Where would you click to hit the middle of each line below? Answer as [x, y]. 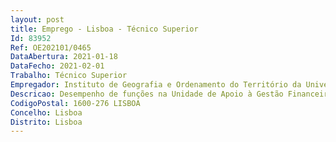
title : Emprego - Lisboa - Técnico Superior [104, 29]
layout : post [37, 19]
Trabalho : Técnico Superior [69, 76]
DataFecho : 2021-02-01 [57, 66]
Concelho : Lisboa [46, 112]
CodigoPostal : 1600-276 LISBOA [75, 103]
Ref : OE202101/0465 [51, 47]
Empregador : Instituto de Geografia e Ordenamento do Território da [156, 85]
